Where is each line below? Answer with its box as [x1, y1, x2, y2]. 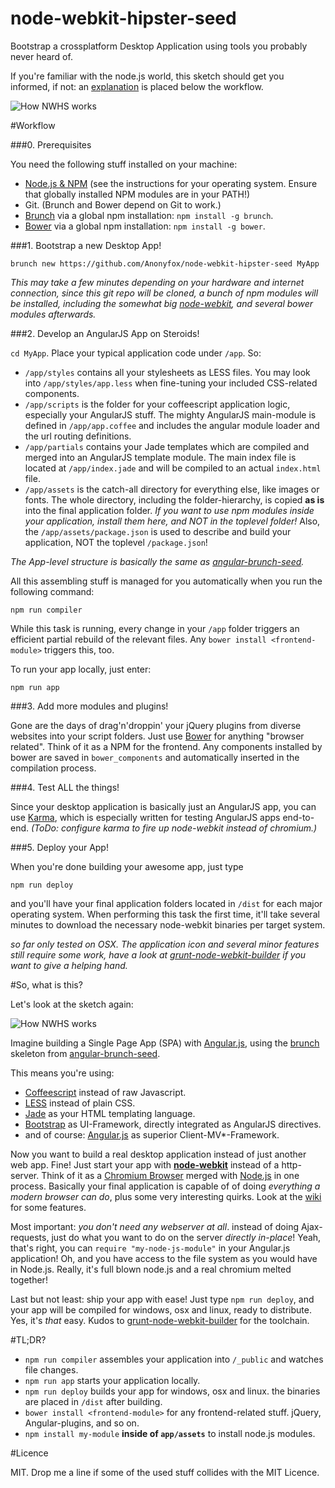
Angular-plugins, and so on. [24, 1417, 140, 1429]
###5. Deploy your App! [10, 841, 109, 853]
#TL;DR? [10, 1333, 47, 1346]
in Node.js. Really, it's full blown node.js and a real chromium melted [10, 1263, 292, 1275]
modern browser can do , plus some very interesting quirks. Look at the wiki [10, 1190, 322, 1202]
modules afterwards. [10, 308, 97, 320]
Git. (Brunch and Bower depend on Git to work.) [24, 198, 222, 211]
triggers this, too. [44, 643, 115, 656]
